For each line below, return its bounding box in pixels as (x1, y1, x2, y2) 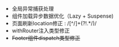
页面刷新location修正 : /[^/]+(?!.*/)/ (11, 20, 97, 26)
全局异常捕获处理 (11, 5, 54, 12)
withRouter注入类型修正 (11, 27, 70, 34)
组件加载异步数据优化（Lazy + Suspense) (11, 12, 114, 19)
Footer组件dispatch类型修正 (11, 35, 80, 41)
